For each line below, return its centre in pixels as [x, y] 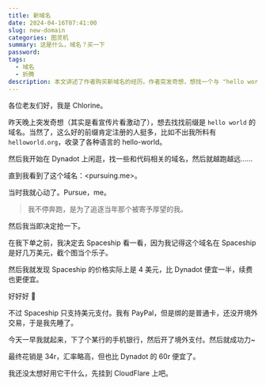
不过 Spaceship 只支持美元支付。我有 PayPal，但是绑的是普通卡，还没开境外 [133, 312]
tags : [17, 60]
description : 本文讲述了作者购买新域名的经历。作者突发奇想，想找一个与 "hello [126, 81]
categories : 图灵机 [38, 38]
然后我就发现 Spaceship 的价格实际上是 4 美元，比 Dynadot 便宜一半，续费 [131, 269]
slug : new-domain [37, 30]
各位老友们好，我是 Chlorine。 [58, 105]
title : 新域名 [30, 15]
